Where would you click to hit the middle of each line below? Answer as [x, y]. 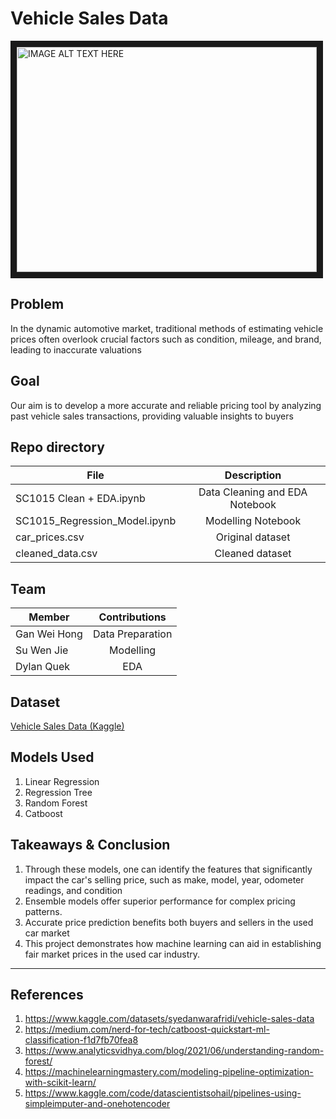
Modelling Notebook [253, 521]
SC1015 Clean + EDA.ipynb [80, 499]
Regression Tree [58, 792]
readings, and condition [73, 890]
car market [47, 933]
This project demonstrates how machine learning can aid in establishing [173, 943]
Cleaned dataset [253, 554]
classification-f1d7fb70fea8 [81, 1040]
